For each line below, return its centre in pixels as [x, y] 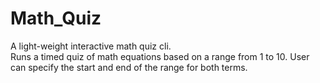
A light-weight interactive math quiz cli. [91, 46]
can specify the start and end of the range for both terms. [129, 67]
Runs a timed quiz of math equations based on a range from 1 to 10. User [160, 56]
